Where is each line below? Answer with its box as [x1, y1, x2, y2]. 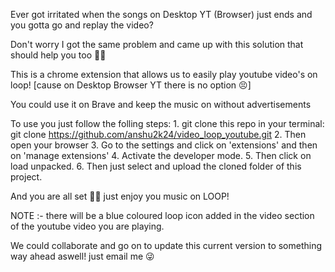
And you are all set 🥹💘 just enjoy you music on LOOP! [10, 190, 230, 202]
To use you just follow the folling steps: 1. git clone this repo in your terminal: [10, 118, 325, 129]
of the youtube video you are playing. [10, 220, 165, 232]
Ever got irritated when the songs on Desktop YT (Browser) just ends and [10, 9, 313, 20]
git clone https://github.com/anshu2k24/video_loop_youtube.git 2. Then [10, 129, 307, 140]
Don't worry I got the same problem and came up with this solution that [10, 39, 304, 50]
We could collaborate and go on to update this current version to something [10, 240, 323, 251]
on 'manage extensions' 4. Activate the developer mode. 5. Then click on [10, 150, 312, 161]
